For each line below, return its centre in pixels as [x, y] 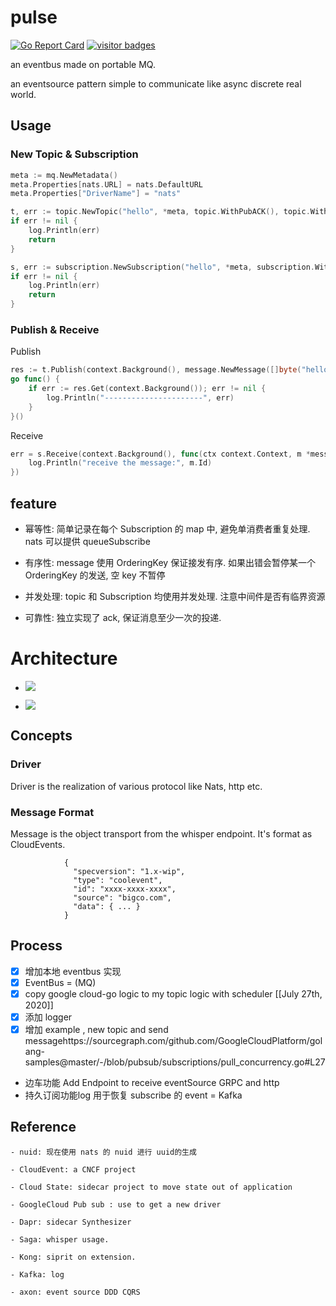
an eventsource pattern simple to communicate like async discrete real [156, 83]
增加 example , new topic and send [96, 1029]
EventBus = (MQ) [60, 982]
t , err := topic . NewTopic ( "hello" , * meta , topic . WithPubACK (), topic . [160, 212]
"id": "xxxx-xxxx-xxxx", [125, 889]
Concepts [41, 736]
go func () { [35, 379]
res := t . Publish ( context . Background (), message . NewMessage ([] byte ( [156, 370]
